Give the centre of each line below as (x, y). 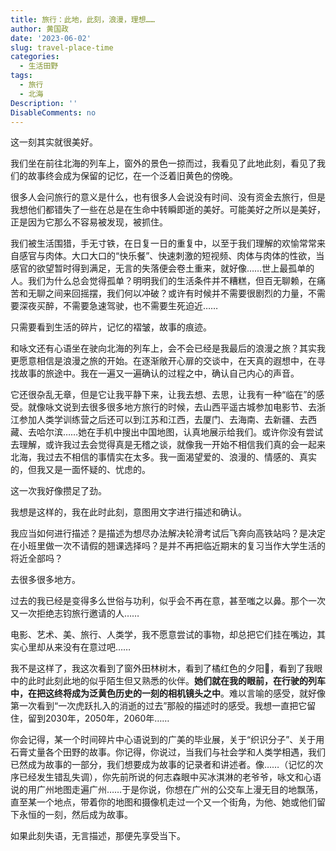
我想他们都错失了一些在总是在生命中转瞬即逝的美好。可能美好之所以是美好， (168, 210)
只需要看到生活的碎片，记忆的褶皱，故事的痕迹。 (111, 327)
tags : (21, 76)
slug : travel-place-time (62, 47)
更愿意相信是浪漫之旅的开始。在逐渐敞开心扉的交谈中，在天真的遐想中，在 (163, 361)
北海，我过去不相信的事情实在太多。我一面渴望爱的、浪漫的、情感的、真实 (163, 457)
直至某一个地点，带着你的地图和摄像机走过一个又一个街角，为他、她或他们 (163, 802)
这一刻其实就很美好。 (54, 142)
